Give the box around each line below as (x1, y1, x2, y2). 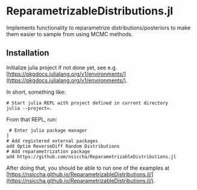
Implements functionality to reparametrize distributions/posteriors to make (6, 24, 191, 31)
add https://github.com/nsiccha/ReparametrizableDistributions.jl (6, 153, 177, 160)
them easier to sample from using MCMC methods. (6, 30, 133, 37)
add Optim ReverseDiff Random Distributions (6, 143, 120, 149)
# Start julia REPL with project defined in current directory (6, 100, 169, 106)
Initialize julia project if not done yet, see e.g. (6, 64, 117, 71)
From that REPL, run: (6, 115, 57, 123)
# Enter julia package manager (8, 127, 87, 133)
